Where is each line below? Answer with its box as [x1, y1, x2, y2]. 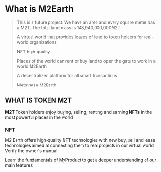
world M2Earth [16, 63, 47, 69]
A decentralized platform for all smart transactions [16, 72, 117, 78]
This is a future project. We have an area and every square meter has [16, 19, 155, 25]
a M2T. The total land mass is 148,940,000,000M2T [16, 24, 121, 30]
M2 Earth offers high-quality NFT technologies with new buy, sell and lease [5, 138, 156, 143]
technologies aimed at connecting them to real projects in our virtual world [5, 142, 154, 149]
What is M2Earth [5, 3, 74, 15]
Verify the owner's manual [5, 148, 58, 154]
